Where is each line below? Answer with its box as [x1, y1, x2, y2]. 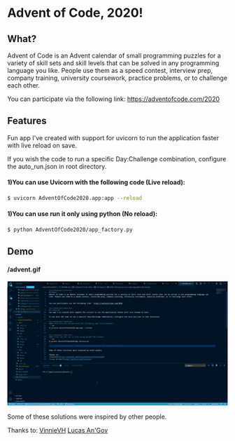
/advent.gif [7, 265, 41, 273]
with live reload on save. [7, 141, 78, 149]
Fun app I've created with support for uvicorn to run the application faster [7, 133, 219, 142]
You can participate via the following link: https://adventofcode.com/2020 [7, 95, 220, 103]
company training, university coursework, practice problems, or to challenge [7, 74, 228, 82]
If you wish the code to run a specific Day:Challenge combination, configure [7, 154, 227, 163]
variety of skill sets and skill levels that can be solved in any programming [7, 59, 220, 67]
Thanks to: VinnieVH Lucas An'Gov [7, 426, 108, 435]
